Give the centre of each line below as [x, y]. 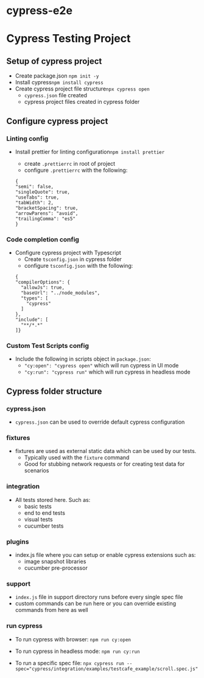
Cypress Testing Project [69, 39]
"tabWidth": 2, [34, 202]
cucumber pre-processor [56, 568]
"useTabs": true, [37, 197]
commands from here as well [51, 610]
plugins [18, 542]
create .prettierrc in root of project [70, 163]
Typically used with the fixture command [77, 458]
